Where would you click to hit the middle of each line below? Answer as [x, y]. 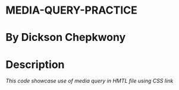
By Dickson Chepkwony [66, 38]
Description [35, 64]
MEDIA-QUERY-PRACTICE [72, 10]
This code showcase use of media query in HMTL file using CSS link [89, 81]
